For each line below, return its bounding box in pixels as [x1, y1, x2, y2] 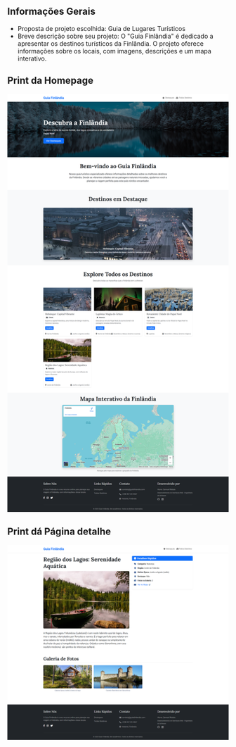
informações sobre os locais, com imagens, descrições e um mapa [17, 46, 212, 55]
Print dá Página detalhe [7, 526, 111, 538]
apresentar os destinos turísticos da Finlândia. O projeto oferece [17, 39, 204, 48]
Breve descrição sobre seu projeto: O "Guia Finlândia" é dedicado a [17, 32, 214, 40]
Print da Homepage [7, 75, 93, 87]
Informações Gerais [7, 6, 96, 18]
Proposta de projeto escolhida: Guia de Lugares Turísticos [17, 24, 186, 32]
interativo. [17, 54, 47, 63]
